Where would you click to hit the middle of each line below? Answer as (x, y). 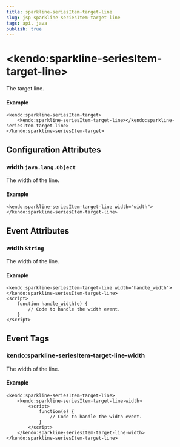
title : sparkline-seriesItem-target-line (59, 12)
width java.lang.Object (41, 167)
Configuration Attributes (54, 150)
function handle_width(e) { (52, 304)
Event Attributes (38, 231)
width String (25, 248)
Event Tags (28, 338)
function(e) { (56, 412)
